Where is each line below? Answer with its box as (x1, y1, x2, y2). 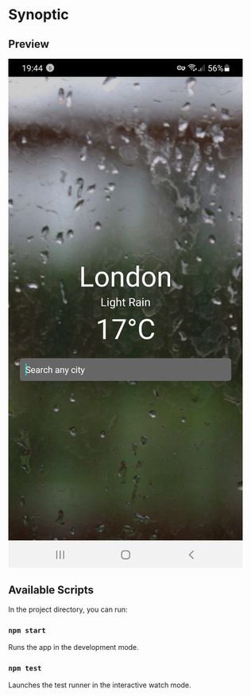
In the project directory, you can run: (8, 605, 128, 614)
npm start (8, 626, 46, 635)
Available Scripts (8, 583, 94, 597)
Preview (8, 37, 50, 51)
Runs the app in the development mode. (8, 643, 139, 652)
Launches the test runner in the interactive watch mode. (8, 680, 192, 690)
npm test (8, 664, 42, 673)
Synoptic (8, 6, 69, 24)
